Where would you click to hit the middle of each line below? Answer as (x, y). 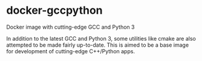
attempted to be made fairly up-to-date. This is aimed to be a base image (98, 45)
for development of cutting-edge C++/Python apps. (70, 51)
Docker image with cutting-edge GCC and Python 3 (70, 27)
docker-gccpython (54, 10)
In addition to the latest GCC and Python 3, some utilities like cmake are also (101, 38)
